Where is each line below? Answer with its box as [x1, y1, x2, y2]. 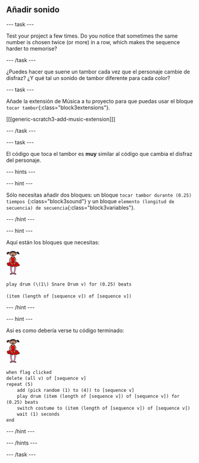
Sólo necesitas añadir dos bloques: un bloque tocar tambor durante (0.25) [6, 191, 192, 198]
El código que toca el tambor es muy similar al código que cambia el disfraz [6, 150, 192, 157]
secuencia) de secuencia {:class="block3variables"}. [6, 204, 135, 211]
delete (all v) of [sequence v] [6, 375, 86, 381]
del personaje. [6, 157, 42, 164]
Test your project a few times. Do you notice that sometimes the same [6, 32, 178, 39]
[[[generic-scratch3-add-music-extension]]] [6, 115, 116, 122]
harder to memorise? [6, 45, 58, 52]
